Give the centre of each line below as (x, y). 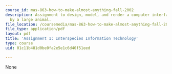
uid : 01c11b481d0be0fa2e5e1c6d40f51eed (48, 48)
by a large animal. (31, 19)
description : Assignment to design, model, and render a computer (78, 15)
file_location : (21, 24)
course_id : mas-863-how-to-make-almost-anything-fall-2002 (70, 10)
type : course (19, 43)
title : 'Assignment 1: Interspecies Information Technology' (72, 39)
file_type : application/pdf (35, 29)
